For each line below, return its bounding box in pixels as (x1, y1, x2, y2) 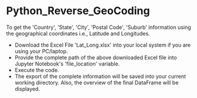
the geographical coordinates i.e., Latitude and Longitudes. (6, 30, 150, 37)
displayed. (14, 85, 40, 92)
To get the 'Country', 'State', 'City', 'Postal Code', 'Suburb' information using (6, 24, 191, 31)
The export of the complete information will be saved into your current (14, 73, 186, 80)
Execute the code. (14, 66, 59, 73)
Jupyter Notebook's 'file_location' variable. (14, 60, 120, 67)
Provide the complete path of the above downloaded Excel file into (14, 54, 177, 61)
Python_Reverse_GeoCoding (6, 4, 150, 18)
